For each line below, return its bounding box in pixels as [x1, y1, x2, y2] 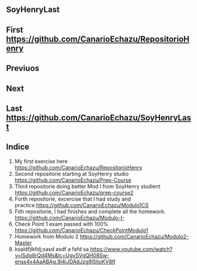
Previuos [6, 63, 39, 73]
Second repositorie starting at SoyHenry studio [14, 170, 129, 177]
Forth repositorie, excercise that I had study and [14, 195, 131, 203]
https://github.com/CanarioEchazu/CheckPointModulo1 [14, 227, 149, 234]
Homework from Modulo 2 [14, 233, 79, 240]
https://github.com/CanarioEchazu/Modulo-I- [14, 214, 125, 221]
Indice [6, 142, 29, 152]
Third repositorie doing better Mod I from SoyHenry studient [14, 182, 161, 190]
